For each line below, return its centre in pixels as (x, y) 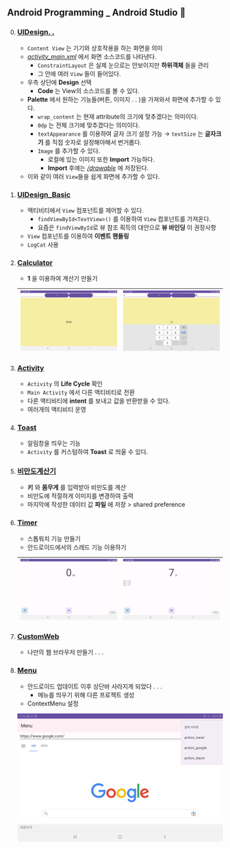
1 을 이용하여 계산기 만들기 (62, 279)
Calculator (35, 262)
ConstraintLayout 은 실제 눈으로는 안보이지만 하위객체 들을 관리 (123, 65)
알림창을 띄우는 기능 (54, 443)
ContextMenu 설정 (53, 703)
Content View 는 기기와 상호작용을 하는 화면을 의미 (95, 48)
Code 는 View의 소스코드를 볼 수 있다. (89, 90)
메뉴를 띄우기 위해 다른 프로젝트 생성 (86, 695)
